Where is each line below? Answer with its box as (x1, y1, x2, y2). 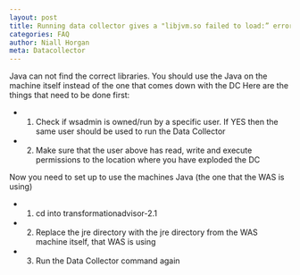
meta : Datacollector (9, 46, 87, 55)
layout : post (9, 12, 58, 22)
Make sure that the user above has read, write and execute (35, 145, 253, 156)
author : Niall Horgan (9, 37, 90, 47)
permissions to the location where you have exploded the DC (35, 154, 261, 165)
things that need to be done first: (9, 90, 130, 101)
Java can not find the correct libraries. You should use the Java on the (9, 71, 268, 81)
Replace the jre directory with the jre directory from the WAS (35, 227, 259, 237)
